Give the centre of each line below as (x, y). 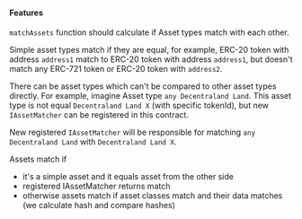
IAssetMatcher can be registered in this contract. (99, 115)
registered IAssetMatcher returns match (96, 186)
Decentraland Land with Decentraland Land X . (93, 142)
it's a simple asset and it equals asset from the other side (128, 177)
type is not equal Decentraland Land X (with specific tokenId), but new (139, 105)
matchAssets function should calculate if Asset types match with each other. (149, 32)
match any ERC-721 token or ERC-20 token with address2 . (116, 69)
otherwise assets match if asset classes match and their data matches (152, 196)
